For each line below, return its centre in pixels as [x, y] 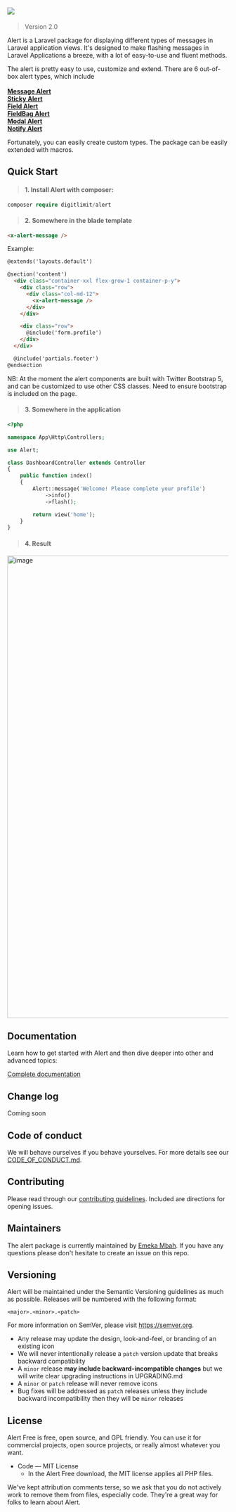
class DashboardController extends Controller [77, 463]
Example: [21, 249]
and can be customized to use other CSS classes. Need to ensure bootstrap [117, 386]
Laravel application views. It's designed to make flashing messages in [108, 47]
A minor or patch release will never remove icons [87, 1384]
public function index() [56, 476]
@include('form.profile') [64, 333]
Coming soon [27, 1113]
